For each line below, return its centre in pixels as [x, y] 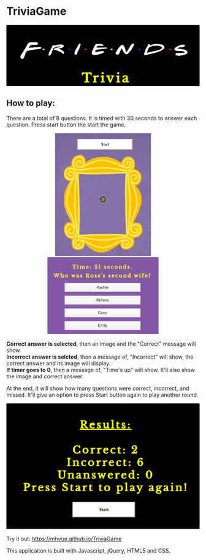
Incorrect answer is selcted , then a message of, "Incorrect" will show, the [100, 357]
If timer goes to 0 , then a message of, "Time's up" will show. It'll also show [101, 370]
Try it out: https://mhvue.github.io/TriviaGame [64, 539]
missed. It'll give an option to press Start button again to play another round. [102, 395]
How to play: [31, 103]
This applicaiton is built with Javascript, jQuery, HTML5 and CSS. [88, 551]
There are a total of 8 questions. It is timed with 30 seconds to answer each [102, 118]
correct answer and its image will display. [59, 364]
